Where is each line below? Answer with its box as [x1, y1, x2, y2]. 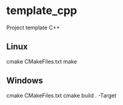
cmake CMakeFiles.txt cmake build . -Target [6, 92, 117, 99]
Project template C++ [6, 24, 60, 31]
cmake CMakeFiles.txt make [6, 57, 77, 65]
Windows [6, 76, 43, 86]
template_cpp [6, 4, 77, 18]
